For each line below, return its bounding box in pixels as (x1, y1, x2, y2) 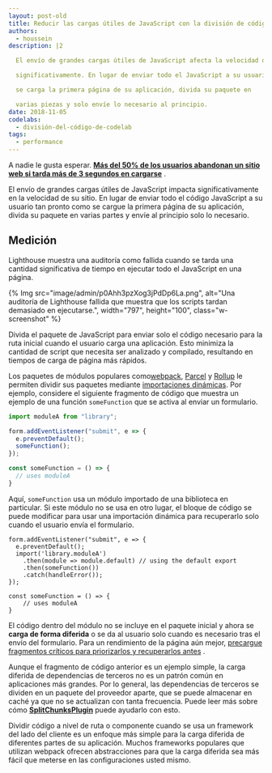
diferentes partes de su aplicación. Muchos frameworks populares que (8, 737, 244, 747)
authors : (8, 27, 38, 35)
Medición (8, 234, 57, 248)
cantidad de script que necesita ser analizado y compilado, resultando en (8, 346, 253, 356)
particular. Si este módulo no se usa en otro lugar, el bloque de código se (8, 503, 253, 512)
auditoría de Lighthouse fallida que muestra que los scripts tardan (8, 296, 228, 306)
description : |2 (8, 42, 63, 50)
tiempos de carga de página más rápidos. (8, 355, 147, 365)
